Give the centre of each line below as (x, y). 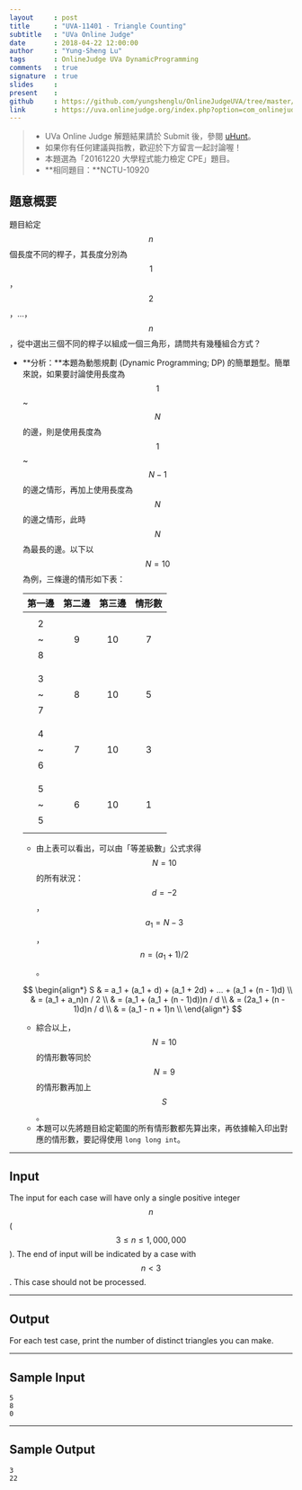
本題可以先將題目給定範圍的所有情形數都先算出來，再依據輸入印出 (158, 1128)
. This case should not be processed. (78, 1282)
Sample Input (47, 1377)
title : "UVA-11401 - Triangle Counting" (98, 26)
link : (34, 110)
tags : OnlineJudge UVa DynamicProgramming (104, 59)
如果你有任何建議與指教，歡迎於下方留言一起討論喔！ (143, 147)
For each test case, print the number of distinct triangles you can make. (142, 1341)
